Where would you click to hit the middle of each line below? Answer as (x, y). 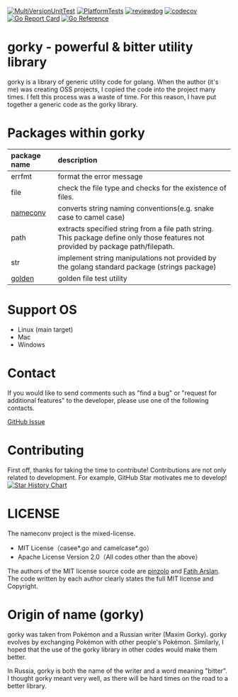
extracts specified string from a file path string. (136, 228)
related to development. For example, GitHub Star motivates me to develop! (117, 477)
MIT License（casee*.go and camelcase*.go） (85, 548)
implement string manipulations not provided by (137, 257)
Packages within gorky (76, 133)
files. (66, 196)
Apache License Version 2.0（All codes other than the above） (109, 557)
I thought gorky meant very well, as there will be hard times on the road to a (118, 678)
